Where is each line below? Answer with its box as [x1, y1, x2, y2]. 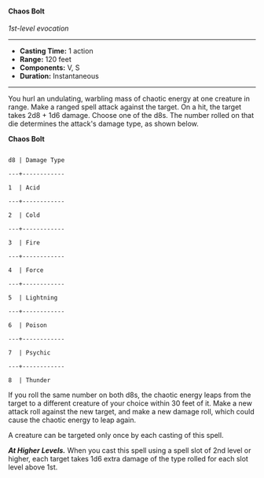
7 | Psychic [8, 349, 51, 357]
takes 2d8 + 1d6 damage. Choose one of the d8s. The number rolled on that [8, 111, 255, 120]
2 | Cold [8, 211, 41, 219]
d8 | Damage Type [8, 156, 65, 164]
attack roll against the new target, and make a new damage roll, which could [8, 407, 255, 417]
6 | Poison [8, 322, 47, 329]
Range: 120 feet [19, 55, 72, 64]
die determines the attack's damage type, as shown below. [8, 119, 199, 129]
